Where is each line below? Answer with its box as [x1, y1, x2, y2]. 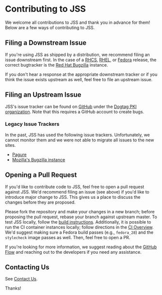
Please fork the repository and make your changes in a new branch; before [5, 208, 155, 214]
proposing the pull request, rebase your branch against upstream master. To [5, 214, 158, 220]
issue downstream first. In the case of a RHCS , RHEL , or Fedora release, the [5, 57, 157, 63]
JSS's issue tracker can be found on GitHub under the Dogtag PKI [5, 104, 137, 109]
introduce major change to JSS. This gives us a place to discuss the [5, 194, 141, 200]
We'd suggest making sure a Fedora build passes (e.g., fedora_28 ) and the [5, 229, 154, 235]
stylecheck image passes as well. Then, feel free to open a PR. [5, 234, 130, 240]
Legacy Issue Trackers [5, 121, 60, 127]
